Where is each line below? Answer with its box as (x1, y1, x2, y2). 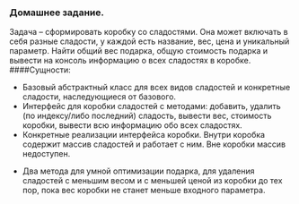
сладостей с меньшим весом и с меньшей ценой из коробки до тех (22, 175, 283, 186)
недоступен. (22, 149, 71, 159)
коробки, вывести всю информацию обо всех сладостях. (22, 120, 242, 131)
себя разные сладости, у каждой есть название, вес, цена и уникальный (9, 36, 290, 47)
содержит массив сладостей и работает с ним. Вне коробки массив (22, 139, 286, 149)
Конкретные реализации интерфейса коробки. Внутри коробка (22, 130, 266, 140)
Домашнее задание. (9, 6, 105, 19)
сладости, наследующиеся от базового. (22, 91, 177, 102)
